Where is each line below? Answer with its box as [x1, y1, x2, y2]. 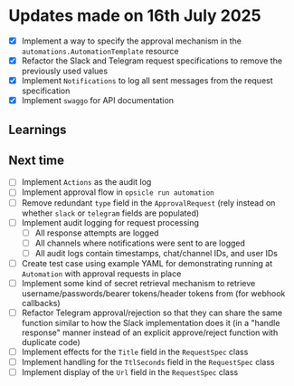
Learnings [8, 121, 67, 137]
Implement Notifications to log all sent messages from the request [21, 75, 273, 86]
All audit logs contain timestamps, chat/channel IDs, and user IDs [34, 247, 278, 258]
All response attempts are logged [34, 227, 159, 238]
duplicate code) [21, 337, 81, 348]
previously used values [21, 65, 109, 77]
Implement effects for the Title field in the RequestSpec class [21, 346, 249, 358]
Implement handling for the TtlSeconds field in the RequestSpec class [21, 357, 275, 368]
